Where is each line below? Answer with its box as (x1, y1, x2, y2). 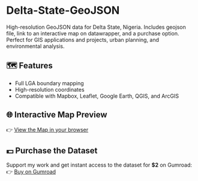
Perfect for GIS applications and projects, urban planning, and (6, 36, 160, 43)
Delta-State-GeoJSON (6, 4, 120, 17)
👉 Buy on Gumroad (6, 168, 56, 176)
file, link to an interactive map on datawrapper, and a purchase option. (6, 29, 179, 37)
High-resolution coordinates (14, 86, 85, 93)
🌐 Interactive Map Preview (6, 110, 107, 120)
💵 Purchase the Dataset (6, 145, 98, 156)
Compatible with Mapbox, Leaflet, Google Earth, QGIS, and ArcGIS (14, 92, 179, 99)
